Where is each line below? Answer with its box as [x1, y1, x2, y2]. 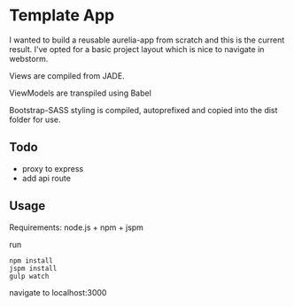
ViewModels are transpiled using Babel [9, 88, 152, 98]
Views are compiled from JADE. [9, 70, 126, 81]
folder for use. [9, 114, 61, 125]
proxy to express [21, 163, 84, 173]
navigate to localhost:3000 [9, 287, 107, 297]
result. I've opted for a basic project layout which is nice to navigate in [9, 43, 265, 54]
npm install [9, 256, 53, 265]
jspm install [9, 264, 58, 272]
